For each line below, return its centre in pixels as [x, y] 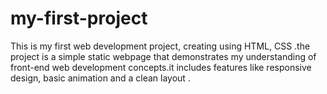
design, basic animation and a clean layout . [100, 78]
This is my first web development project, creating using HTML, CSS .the [160, 46]
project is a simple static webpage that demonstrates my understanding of [163, 56]
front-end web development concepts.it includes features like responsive [161, 67]
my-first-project [79, 18]
